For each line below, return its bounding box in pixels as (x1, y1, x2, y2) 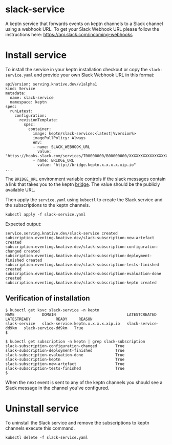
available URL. (5, 186, 36, 193)
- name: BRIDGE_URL (32, 158, 74, 163)
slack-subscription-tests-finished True (5, 366, 125, 371)
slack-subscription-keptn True (5, 357, 125, 362)
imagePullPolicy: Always (32, 135, 86, 140)
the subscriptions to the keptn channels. (5, 202, 91, 208)
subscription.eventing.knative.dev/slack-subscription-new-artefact (5, 235, 155, 240)
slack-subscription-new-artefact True (5, 361, 125, 367)
